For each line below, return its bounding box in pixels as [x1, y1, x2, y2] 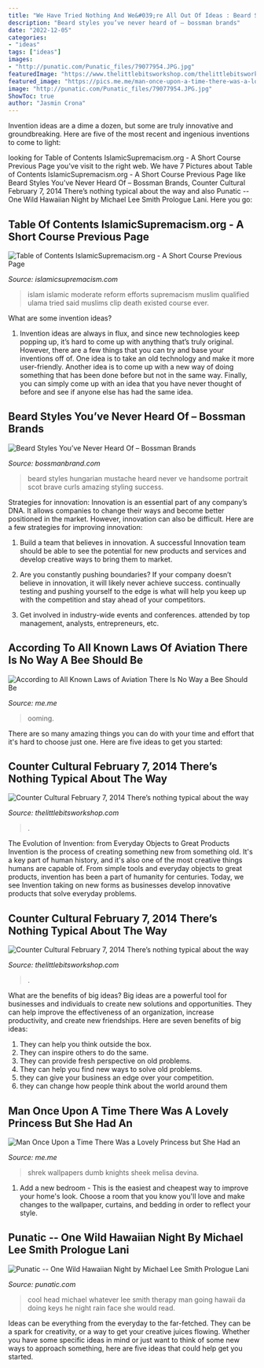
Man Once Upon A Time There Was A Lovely [8, 1104, 229, 1118]
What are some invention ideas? [8, 313, 112, 323]
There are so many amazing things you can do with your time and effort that [8, 728, 255, 738]
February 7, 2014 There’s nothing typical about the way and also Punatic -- [8, 187, 250, 196]
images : [8, 56, 34, 64]
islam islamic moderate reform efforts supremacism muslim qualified [27, 289, 250, 299]
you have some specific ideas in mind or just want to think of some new [8, 1335, 240, 1344]
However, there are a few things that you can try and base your [19, 345, 224, 354]
